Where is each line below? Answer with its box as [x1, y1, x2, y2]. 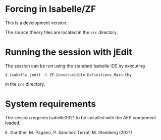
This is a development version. [5, 20, 68, 26]
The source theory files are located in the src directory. [5, 29, 118, 35]
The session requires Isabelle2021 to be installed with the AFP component [5, 114, 156, 120]
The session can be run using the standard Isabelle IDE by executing [5, 63, 145, 69]
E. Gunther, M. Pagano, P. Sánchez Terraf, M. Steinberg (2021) [5, 129, 132, 135]
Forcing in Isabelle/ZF [5, 3, 96, 15]
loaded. [5, 120, 21, 126]
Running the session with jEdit [5, 47, 132, 58]
